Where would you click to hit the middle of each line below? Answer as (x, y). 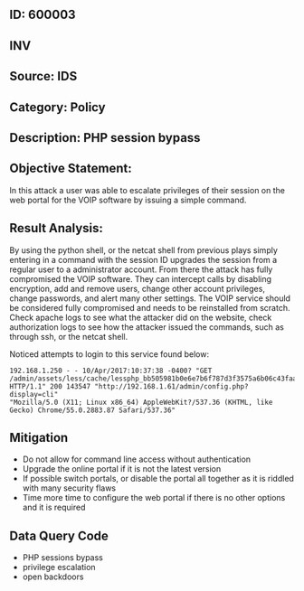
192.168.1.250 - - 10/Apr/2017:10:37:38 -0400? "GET (111, 371)
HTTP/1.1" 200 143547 (50, 386)
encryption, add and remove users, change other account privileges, (137, 288)
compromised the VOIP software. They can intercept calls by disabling (141, 278)
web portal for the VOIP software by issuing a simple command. (128, 200)
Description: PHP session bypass (105, 138)
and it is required (54, 507)
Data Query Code (59, 535)
